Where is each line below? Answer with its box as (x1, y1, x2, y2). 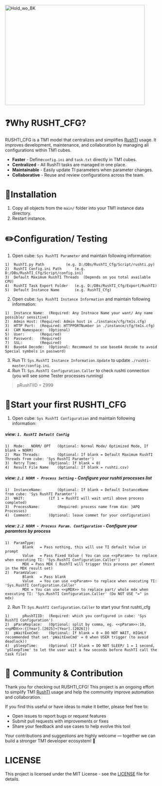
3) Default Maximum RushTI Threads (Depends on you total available (5, 275, 151, 279)
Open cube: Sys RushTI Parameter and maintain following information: (12, 252, 152, 259)
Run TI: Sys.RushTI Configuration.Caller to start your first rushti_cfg (12, 604, 150, 610)
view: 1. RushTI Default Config (5, 431, 69, 437)
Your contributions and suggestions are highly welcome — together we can (5, 733, 156, 738)
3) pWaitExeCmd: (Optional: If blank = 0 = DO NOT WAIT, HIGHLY (5, 630, 146, 635)
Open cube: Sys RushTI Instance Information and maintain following (12, 296, 150, 302)
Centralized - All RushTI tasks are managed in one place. (12, 162, 127, 167)
